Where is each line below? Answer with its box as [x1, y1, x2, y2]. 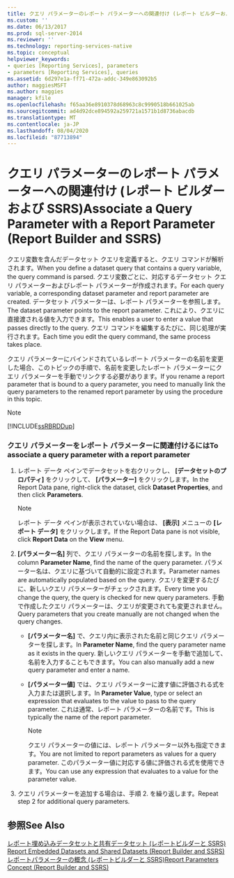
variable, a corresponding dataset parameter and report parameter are [7, 289, 210, 298]
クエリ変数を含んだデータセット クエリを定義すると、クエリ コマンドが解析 [7, 255, 224, 264]
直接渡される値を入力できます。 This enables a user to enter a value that [7, 315, 214, 324]
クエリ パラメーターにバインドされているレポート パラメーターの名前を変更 [7, 354, 224, 364]
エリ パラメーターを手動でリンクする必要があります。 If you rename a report [7, 372, 225, 381]
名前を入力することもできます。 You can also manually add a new [27, 658, 214, 666]
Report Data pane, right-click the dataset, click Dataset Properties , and [17, 483, 223, 491]
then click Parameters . [17, 491, 84, 499]
